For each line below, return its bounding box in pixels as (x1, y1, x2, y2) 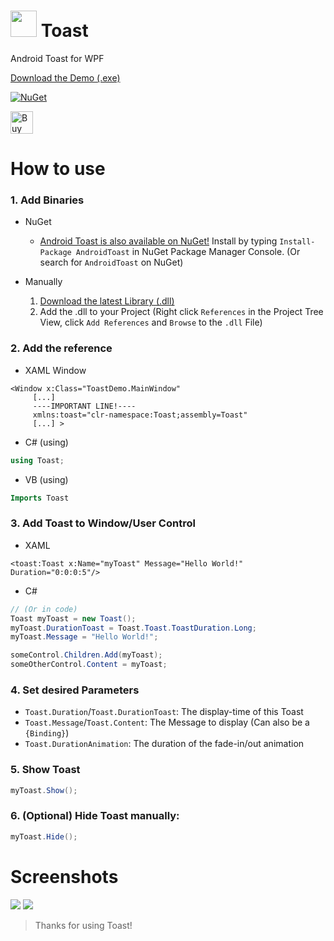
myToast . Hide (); (10, 831, 78, 842)
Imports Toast (10, 493, 70, 503)
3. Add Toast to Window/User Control (10, 516, 196, 530)
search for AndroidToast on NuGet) (39, 256, 184, 269)
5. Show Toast (10, 763, 81, 777)
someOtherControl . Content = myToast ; (10, 660, 168, 670)
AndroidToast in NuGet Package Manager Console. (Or (75, 246, 301, 258)
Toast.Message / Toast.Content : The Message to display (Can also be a (24, 716, 310, 729)
